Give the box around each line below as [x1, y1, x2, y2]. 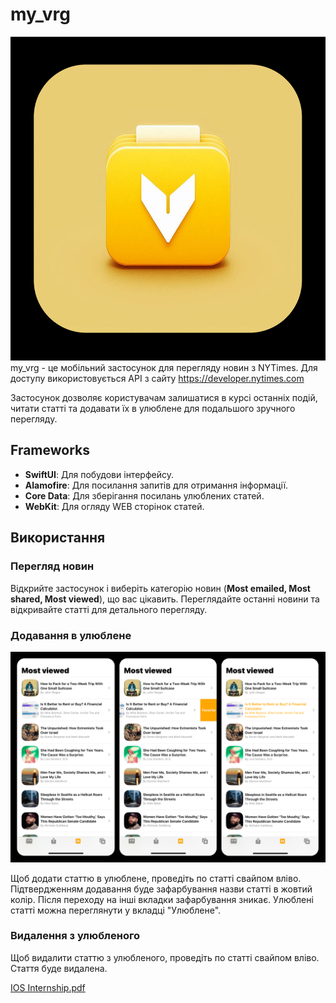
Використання [10, 529, 106, 547]
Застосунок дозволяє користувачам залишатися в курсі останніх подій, [10, 392, 318, 404]
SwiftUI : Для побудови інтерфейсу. [24, 468, 174, 480]
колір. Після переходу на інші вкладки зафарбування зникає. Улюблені [10, 893, 314, 905]
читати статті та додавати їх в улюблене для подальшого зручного [10, 403, 296, 415]
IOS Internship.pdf [10, 981, 86, 993]
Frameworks [10, 442, 91, 459]
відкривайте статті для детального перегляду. [10, 603, 208, 615]
